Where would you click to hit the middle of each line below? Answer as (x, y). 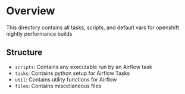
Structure (24, 53)
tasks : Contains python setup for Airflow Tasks (72, 73)
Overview (31, 11)
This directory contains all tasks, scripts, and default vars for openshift (93, 27)
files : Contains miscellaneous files (58, 86)
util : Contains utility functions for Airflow (66, 79)
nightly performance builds (39, 33)
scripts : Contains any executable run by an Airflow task (84, 67)
